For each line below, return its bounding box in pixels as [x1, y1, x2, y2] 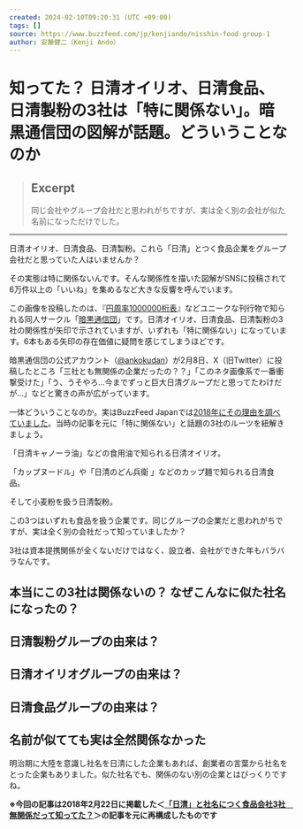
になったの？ [9, 601, 80, 616]
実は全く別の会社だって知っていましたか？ [32, 526, 187, 537]
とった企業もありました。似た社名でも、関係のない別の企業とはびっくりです [9, 769, 288, 779]
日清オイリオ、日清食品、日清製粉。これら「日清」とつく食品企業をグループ [9, 243, 287, 254]
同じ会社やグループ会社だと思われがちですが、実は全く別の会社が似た [30, 205, 285, 216]
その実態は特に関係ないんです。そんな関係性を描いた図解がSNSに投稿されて [9, 273, 287, 284]
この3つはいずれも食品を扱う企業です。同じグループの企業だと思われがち [9, 515, 276, 526]
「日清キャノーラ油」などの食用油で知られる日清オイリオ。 [9, 448, 226, 458]
